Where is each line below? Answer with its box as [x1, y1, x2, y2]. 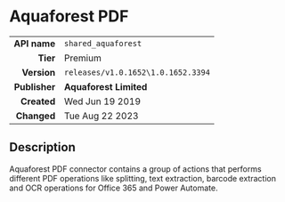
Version [21, 66, 56, 78]
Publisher [13, 80, 56, 93]
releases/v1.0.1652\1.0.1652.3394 [63, 67, 211, 77]
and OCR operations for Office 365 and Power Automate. [9, 182, 218, 193]
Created [20, 95, 56, 108]
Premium [63, 52, 102, 64]
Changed [15, 109, 56, 122]
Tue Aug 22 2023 [63, 109, 139, 122]
